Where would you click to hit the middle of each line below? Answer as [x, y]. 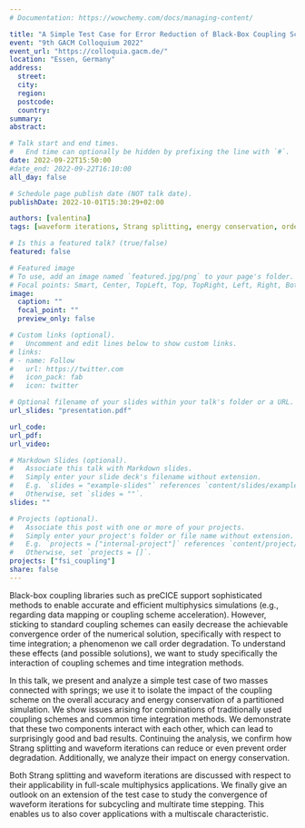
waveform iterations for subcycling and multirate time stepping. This [137, 803]
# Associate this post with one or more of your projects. [128, 527]
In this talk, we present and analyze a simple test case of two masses [139, 680]
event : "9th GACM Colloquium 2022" [77, 43]
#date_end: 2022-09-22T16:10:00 [70, 169]
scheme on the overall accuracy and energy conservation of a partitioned [147, 699]
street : [32, 77]
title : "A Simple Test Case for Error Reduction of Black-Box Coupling [148, 34]
